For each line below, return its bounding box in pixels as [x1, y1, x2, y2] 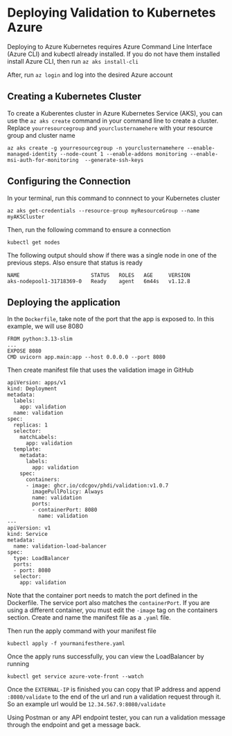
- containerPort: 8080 [32, 507, 98, 514]
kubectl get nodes [7, 239, 60, 246]
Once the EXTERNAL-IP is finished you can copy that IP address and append [7, 685, 221, 694]
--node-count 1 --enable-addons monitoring [60, 150, 188, 157]
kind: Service [7, 531, 48, 538]
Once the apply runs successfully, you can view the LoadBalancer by [7, 652, 204, 661]
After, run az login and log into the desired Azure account [7, 71, 173, 79]
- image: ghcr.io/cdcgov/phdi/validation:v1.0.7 [25, 483, 169, 490]
